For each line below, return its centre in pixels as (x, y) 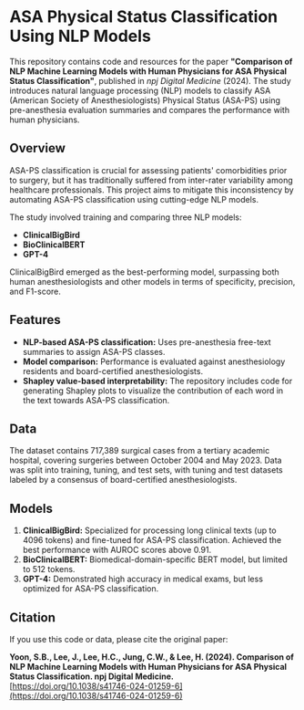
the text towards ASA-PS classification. (96, 400)
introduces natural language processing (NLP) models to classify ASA (140, 90)
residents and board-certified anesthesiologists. (112, 371)
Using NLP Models (81, 36)
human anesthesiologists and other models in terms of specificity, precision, (152, 281)
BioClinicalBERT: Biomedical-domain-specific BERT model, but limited (155, 559)
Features (35, 320)
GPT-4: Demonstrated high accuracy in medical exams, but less (143, 579)
